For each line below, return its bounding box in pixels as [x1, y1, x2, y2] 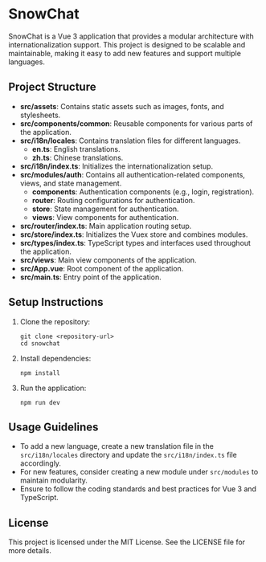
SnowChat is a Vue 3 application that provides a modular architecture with [8, 31, 255, 41]
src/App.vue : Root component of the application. [19, 263, 184, 273]
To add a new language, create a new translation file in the [19, 442, 215, 451]
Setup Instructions [8, 295, 104, 309]
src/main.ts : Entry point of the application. [19, 272, 162, 282]
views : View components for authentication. [31, 212, 179, 222]
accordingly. [19, 458, 62, 468]
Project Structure [8, 80, 96, 94]
